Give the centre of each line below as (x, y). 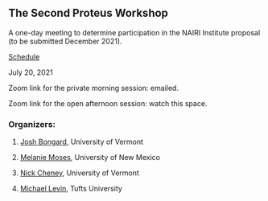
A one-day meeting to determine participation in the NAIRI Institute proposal (134, 32)
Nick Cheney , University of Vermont (79, 173)
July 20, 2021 (31, 72)
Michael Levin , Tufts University (71, 189)
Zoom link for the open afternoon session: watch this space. (108, 103)
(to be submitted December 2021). (65, 41)
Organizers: (32, 124)
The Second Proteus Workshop (89, 13)
